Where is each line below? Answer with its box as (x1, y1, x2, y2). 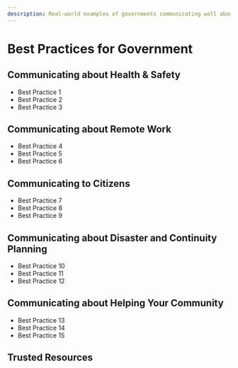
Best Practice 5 (17, 149, 62, 158)
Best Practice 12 (17, 277, 65, 285)
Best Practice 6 (17, 157, 62, 166)
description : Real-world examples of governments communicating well (7, 10, 217, 18)
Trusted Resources (7, 352, 93, 364)
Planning (7, 243, 47, 255)
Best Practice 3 (17, 103, 62, 111)
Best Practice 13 (17, 316, 65, 324)
